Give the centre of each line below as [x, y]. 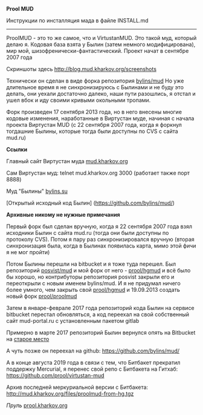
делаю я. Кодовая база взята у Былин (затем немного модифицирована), [101, 44]
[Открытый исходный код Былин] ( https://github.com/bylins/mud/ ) [91, 203]
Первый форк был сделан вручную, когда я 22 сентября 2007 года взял [99, 226]
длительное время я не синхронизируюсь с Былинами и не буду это [95, 87]
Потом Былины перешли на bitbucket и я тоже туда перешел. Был [91, 264]
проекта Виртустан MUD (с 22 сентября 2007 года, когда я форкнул [94, 125]
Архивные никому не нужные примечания [63, 214]
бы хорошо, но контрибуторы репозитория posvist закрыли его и [90, 277]
